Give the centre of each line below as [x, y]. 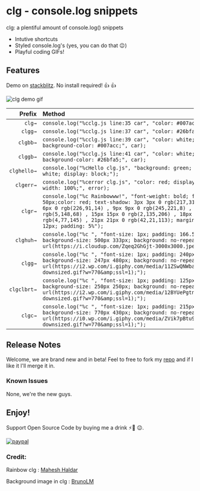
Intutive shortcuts [36, 39]
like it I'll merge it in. [31, 366]
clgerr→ [26, 185]
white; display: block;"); [81, 174]
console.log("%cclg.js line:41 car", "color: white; [119, 154]
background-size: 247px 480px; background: [105, 260]
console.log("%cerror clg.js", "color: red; [107, 182]
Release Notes [34, 345]
